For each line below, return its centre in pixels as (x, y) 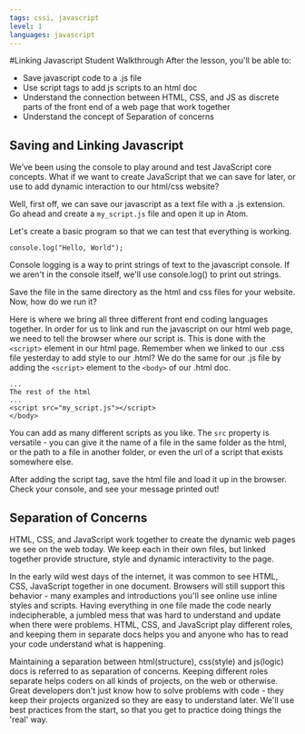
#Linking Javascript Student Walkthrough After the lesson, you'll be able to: (151, 61)
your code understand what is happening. (88, 644)
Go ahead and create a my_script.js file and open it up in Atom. (129, 213)
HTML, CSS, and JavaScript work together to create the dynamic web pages (152, 540)
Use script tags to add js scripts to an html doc (110, 88)
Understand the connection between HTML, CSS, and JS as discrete (151, 97)
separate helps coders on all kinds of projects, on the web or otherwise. (144, 681)
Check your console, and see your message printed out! (114, 489)
